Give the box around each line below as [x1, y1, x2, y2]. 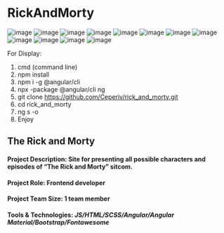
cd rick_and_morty [17, 100, 72, 108]
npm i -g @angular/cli [17, 77, 81, 86]
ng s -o [17, 107, 39, 116]
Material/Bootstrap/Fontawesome [7, 218, 110, 226]
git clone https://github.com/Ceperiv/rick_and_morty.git [17, 93, 178, 101]
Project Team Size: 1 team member [7, 194, 110, 203]
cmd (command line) [17, 62, 78, 71]
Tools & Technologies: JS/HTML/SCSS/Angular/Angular [7, 211, 174, 219]
